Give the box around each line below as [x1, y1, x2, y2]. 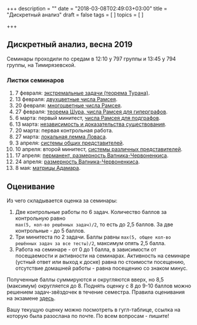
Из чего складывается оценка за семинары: [6, 197, 118, 204]
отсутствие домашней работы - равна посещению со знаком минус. [15, 264, 188, 272]
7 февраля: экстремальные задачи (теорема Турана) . [15, 89, 150, 96]
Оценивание [6, 182, 55, 192]
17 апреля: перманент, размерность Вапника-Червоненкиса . [15, 152, 169, 159]
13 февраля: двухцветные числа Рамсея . [15, 96, 118, 103]
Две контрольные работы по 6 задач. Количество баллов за [15, 208, 167, 215]
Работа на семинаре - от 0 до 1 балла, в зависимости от [15, 246, 157, 253]
